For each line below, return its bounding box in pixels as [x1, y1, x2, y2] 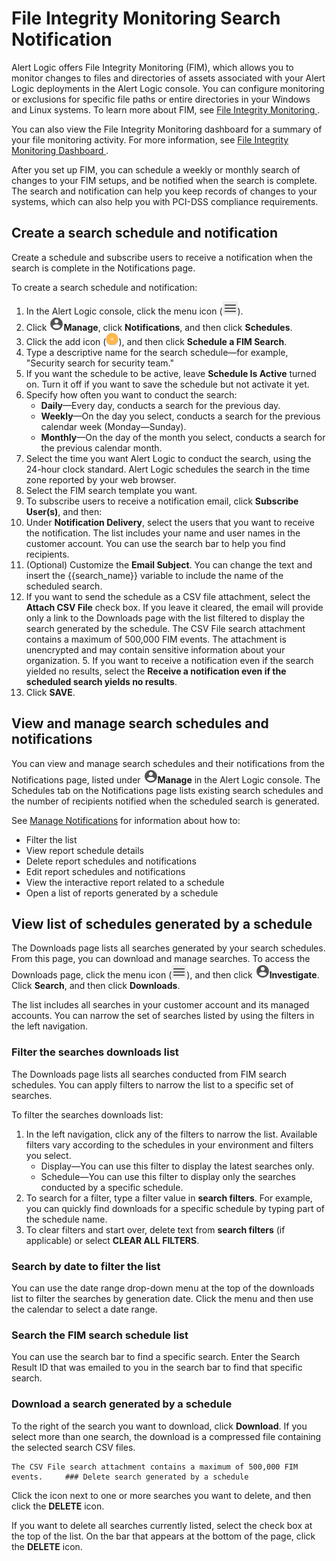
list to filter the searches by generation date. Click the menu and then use [11, 1292, 314, 1304]
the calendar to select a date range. [11, 1303, 158, 1315]
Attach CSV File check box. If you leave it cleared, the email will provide [25, 601, 324, 613]
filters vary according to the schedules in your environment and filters [25, 1138, 314, 1151]
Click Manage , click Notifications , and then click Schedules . [25, 321, 293, 333]
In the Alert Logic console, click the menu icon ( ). [25, 305, 244, 317]
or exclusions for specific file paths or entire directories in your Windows [11, 93, 311, 105]
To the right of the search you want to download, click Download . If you [11, 1420, 308, 1432]
